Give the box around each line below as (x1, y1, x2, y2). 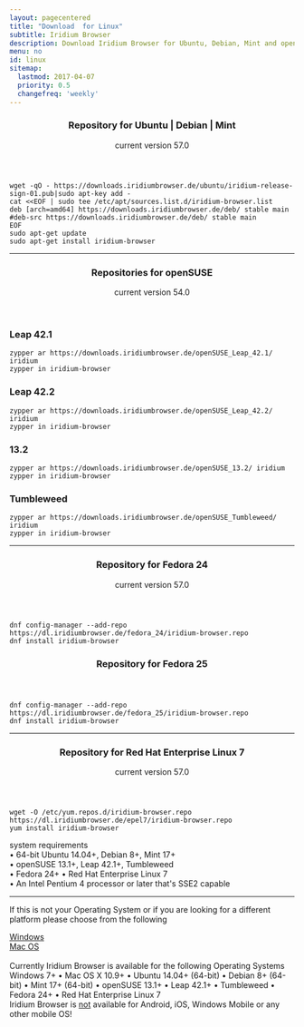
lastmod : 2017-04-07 (17, 73, 95, 82)
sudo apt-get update (9, 229, 88, 238)
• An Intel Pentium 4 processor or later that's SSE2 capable (9, 877, 231, 889)
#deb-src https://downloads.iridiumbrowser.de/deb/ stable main (9, 212, 257, 222)
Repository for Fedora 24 (96, 559, 208, 572)
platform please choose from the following (9, 914, 167, 924)
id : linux (9, 55, 47, 64)
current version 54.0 (114, 287, 190, 298)
